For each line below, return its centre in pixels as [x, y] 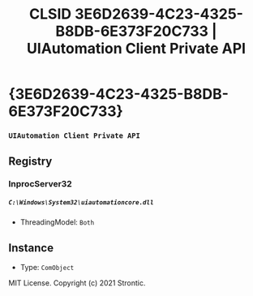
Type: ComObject [47, 268]
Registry [30, 161]
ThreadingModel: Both [57, 222]
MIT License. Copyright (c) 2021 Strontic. [77, 283]
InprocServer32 [41, 184]
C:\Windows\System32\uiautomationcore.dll [81, 203]
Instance [31, 248]
